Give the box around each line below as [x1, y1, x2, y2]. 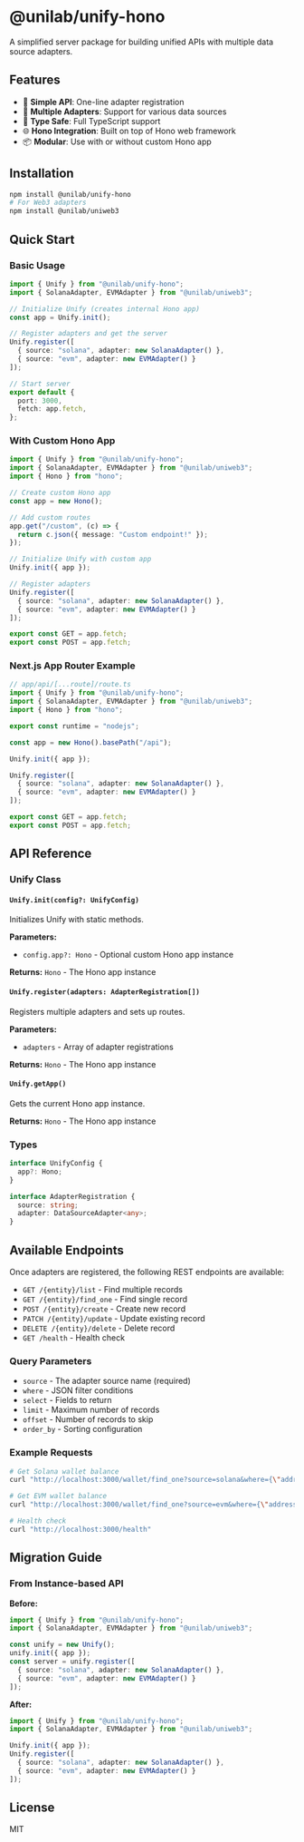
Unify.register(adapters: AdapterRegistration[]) [9, 987, 201, 997]
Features [9, 73, 61, 88]
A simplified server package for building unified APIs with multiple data [9, 36, 274, 47]
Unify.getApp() [9, 1079, 67, 1089]
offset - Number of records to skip [22, 1414, 154, 1425]
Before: [9, 1598, 38, 1609]
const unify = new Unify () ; [9, 1640, 116, 1650]
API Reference [9, 846, 92, 862]
